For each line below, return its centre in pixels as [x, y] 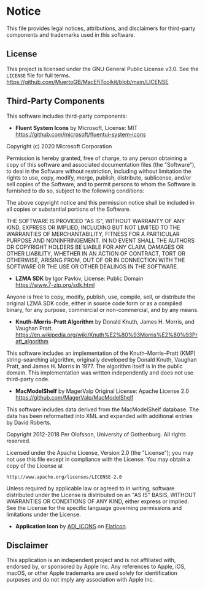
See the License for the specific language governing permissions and [94, 507]
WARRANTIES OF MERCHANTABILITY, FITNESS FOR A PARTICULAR [93, 234]
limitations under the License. [44, 514]
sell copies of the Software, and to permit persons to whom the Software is [101, 184]
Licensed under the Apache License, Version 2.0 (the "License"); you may [100, 452]
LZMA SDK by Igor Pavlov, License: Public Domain [79, 278]
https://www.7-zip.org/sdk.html [55, 285]
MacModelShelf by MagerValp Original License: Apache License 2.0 [102, 391]
